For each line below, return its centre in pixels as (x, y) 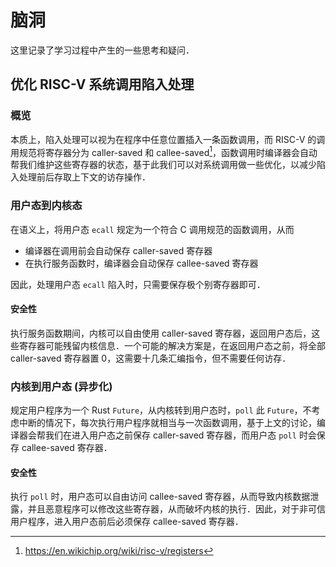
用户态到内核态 (46, 206)
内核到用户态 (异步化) (61, 386)
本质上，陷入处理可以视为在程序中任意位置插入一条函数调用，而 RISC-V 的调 (168, 139)
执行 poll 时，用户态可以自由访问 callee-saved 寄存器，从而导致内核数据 (160, 497)
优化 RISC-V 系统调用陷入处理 (102, 84)
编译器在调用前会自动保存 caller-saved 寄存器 (118, 250)
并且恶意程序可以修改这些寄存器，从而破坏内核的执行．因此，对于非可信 (176, 509)
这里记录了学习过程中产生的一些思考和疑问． (102, 50)
